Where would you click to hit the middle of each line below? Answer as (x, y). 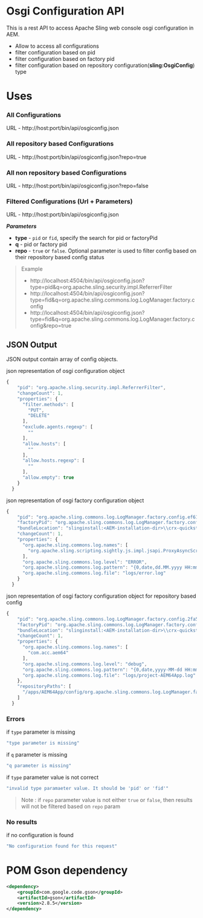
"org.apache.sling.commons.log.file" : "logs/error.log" (94, 573)
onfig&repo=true (51, 326)
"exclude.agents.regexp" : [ (58, 427)
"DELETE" (39, 416)
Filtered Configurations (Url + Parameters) (69, 201)
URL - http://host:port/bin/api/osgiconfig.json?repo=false (78, 186)
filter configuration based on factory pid (65, 59)
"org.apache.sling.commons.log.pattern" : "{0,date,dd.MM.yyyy (102, 567)
